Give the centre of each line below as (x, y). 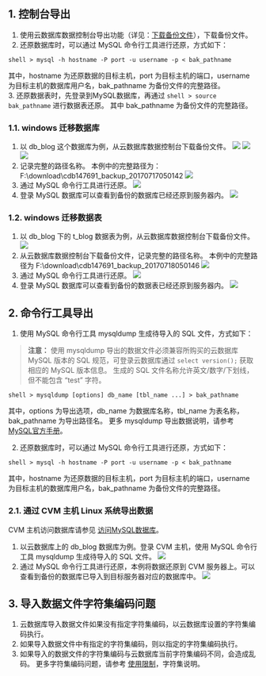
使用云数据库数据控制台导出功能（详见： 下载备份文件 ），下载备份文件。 (136, 35)
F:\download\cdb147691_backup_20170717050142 (101, 176)
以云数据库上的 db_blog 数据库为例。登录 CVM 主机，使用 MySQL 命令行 (139, 547)
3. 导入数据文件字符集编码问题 (82, 603)
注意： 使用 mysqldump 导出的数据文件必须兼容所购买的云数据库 (133, 351)
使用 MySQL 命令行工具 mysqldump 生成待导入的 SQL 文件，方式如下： (136, 334)
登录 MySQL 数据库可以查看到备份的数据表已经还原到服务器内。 (123, 286)
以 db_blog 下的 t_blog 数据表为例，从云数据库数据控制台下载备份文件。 (137, 236)
